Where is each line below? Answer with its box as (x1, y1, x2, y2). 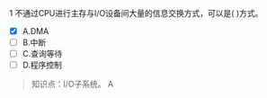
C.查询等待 (22, 49, 63, 59)
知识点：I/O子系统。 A (31, 79, 114, 90)
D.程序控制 (22, 59, 63, 70)
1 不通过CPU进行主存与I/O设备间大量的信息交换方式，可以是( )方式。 (9, 8, 263, 18)
